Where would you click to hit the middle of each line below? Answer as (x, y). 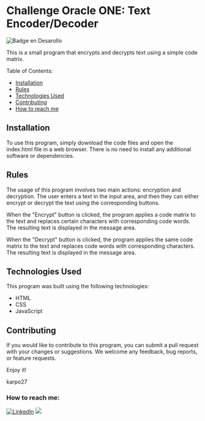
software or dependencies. (40, 155)
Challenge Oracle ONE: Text (79, 11)
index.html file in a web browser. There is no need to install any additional (99, 149)
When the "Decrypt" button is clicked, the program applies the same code (100, 239)
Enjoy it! (17, 370)
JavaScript (29, 311)
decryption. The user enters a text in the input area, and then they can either (102, 196)
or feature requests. (31, 358)
